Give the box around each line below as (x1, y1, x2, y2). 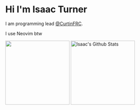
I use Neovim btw (5, 30, 43, 36)
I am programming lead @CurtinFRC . (5, 20, 83, 27)
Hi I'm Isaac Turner (5, 4, 88, 15)
